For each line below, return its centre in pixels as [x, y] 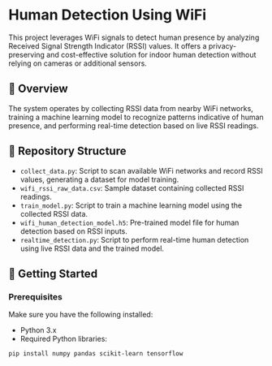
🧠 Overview [38, 89]
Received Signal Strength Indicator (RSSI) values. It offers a [108, 45]
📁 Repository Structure [67, 151]
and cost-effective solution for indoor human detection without [151, 54]
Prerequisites [35, 296]
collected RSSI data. [54, 213]
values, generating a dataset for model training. [99, 179]
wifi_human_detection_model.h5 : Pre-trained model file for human [130, 222]
